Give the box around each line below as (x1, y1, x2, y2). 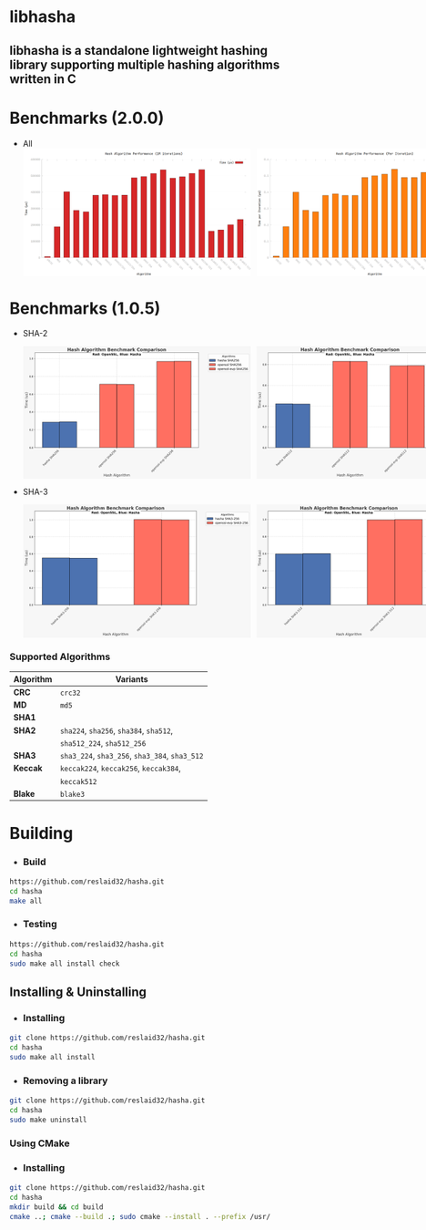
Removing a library (22, 1074, 108, 1087)
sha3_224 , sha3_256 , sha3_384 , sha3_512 (59, 750, 204, 761)
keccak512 (59, 777, 97, 786)
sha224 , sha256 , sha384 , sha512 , (59, 725, 174, 736)
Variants (115, 673, 148, 685)
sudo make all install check (9, 959, 120, 968)
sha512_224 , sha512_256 (59, 737, 147, 749)
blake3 (59, 790, 85, 799)
